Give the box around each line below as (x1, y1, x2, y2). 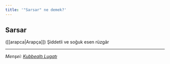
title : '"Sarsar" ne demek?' (5, 7, 67, 12)
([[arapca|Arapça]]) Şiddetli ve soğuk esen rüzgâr (5, 39, 109, 45)
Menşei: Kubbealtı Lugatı (5, 53, 57, 59)
